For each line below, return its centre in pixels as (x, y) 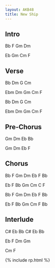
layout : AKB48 (20, 10)
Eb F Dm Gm (18, 241)
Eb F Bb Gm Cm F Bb (26, 204)
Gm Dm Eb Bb (19, 139)
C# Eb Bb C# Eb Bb (25, 231)
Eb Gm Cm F (18, 56)
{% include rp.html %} (27, 260)
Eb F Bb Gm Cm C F (25, 185)
